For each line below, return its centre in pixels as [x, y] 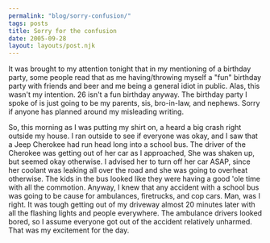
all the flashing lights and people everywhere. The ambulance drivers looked [135, 213]
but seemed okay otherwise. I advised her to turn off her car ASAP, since [130, 161]
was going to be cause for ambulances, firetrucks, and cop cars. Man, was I [134, 196]
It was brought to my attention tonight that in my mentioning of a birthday [130, 69]
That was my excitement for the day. [69, 230]
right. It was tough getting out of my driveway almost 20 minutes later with [132, 205]
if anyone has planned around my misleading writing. [96, 112]
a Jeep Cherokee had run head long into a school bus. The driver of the [127, 145]
